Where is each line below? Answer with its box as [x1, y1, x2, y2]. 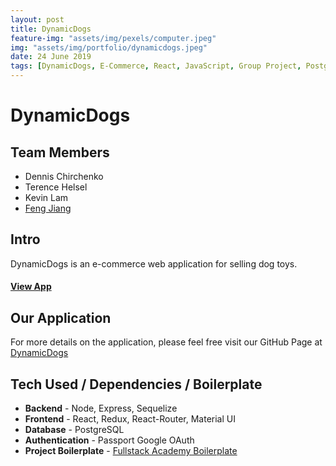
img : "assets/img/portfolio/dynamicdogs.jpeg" [10, 42, 208, 53]
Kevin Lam [24, 192, 69, 203]
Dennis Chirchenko [24, 171, 104, 182]
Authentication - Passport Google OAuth [24, 434, 195, 446]
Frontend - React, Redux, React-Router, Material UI [24, 413, 236, 425]
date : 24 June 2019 [10, 52, 92, 62]
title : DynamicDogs [10, 24, 92, 34]
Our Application [10, 309, 112, 326]
